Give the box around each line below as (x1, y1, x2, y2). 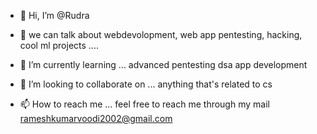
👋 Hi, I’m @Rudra (19, 10, 90, 21)
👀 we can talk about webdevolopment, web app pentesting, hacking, (19, 29, 303, 40)
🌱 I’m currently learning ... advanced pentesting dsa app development (19, 59, 308, 70)
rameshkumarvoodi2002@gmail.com (19, 113, 173, 124)
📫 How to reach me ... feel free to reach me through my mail (19, 98, 270, 110)
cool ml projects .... (19, 40, 99, 51)
